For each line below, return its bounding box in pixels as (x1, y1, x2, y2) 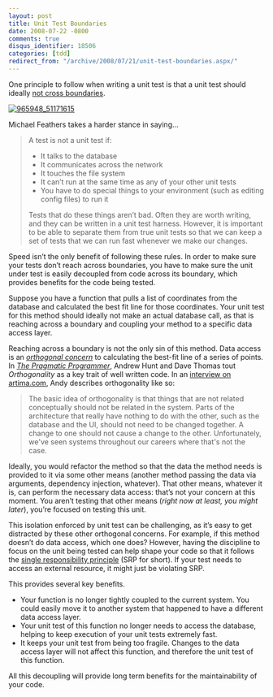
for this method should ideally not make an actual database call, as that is (8, 310, 254, 320)
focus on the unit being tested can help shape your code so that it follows (8, 546, 254, 556)
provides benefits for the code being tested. (8, 277, 156, 287)
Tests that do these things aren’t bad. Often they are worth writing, (28, 210, 252, 219)
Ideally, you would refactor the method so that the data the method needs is (8, 461, 262, 471)
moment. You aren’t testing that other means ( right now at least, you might (8, 496, 258, 505)
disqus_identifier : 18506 (8, 42, 96, 50)
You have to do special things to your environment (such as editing (40, 185, 264, 195)
